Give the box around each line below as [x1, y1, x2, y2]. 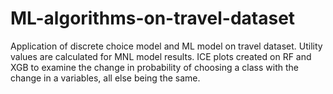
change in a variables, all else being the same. [10, 72, 201, 84]
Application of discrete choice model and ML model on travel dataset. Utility [10, 40, 323, 52]
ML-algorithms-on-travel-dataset [10, 7, 296, 30]
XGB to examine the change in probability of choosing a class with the [10, 61, 299, 73]
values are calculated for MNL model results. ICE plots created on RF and [10, 50, 312, 62]
